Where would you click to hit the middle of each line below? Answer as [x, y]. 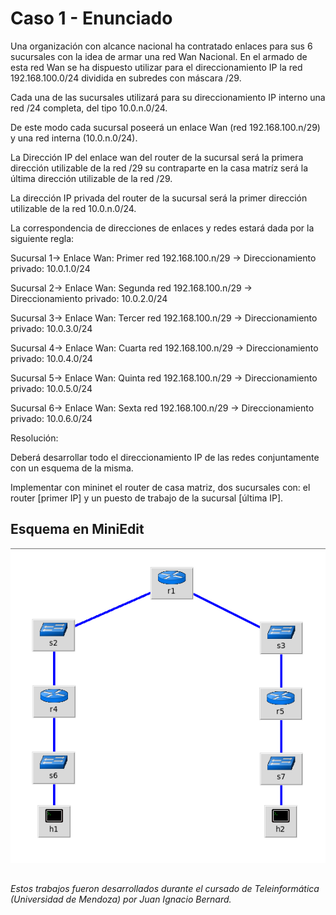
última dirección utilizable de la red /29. [91, 178]
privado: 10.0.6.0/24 [51, 418]
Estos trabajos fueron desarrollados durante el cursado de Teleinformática [165, 889]
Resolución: [34, 438]
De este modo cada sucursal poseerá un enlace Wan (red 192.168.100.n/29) [165, 127]
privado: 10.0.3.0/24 [51, 328]
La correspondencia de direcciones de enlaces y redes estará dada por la [162, 228]
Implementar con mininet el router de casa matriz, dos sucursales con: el [160, 487]
